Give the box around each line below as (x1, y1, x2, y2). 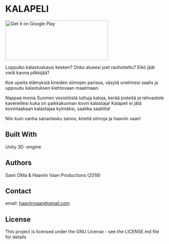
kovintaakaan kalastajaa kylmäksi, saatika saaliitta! (5, 105, 111, 112)
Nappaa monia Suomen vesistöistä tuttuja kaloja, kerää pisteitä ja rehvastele (5, 95, 164, 101)
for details (5, 234, 26, 240)
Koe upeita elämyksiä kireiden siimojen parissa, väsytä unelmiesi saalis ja (5, 79, 158, 86)
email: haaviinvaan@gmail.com (5, 200, 70, 206)
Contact (5, 186, 31, 195)
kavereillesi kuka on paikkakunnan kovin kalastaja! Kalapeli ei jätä (5, 100, 142, 106)
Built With (5, 130, 37, 139)
